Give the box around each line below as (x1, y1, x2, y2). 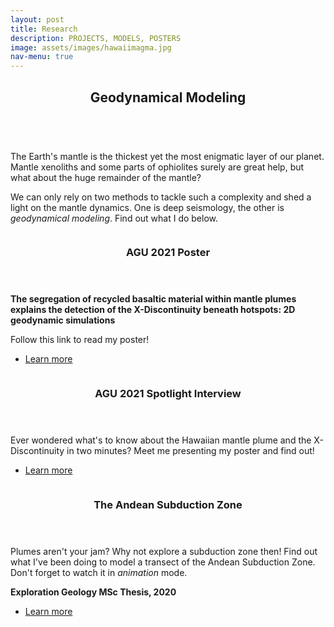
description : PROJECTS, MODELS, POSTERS (10, 33, 182, 43)
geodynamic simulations (10, 314, 116, 326)
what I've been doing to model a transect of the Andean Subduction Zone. (10, 556, 316, 568)
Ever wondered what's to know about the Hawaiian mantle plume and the (10, 434, 312, 446)
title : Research (10, 24, 78, 34)
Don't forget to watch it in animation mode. (10, 567, 188, 579)
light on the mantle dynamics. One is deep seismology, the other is (10, 201, 285, 213)
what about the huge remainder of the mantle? (10, 171, 202, 183)
